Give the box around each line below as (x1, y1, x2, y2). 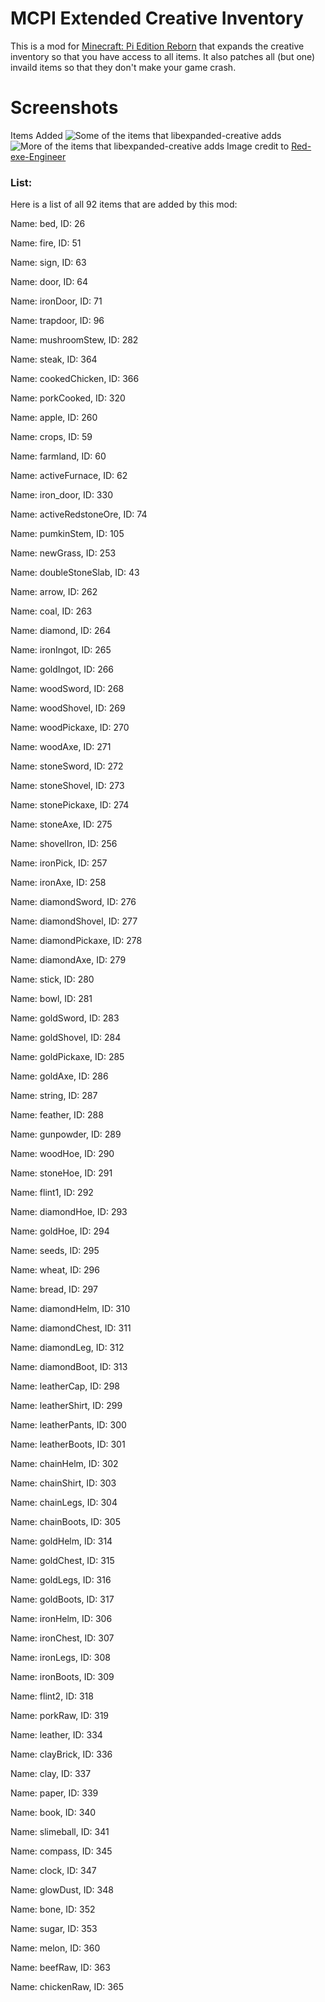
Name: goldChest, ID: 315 (10, 1555, 115, 1567)
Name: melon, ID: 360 (10, 1942, 101, 1954)
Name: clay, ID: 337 (10, 1768, 92, 1780)
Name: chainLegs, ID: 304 (10, 1497, 118, 1509)
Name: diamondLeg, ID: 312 (10, 1342, 125, 1354)
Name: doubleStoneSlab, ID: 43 (10, 567, 140, 579)
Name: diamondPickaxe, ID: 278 (10, 935, 143, 947)
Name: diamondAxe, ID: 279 (10, 954, 127, 966)
